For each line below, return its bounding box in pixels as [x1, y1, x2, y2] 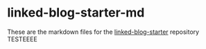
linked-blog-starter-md [7, 5, 145, 21]
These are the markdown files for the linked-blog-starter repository [7, 28, 200, 36]
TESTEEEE [7, 35, 38, 43]
